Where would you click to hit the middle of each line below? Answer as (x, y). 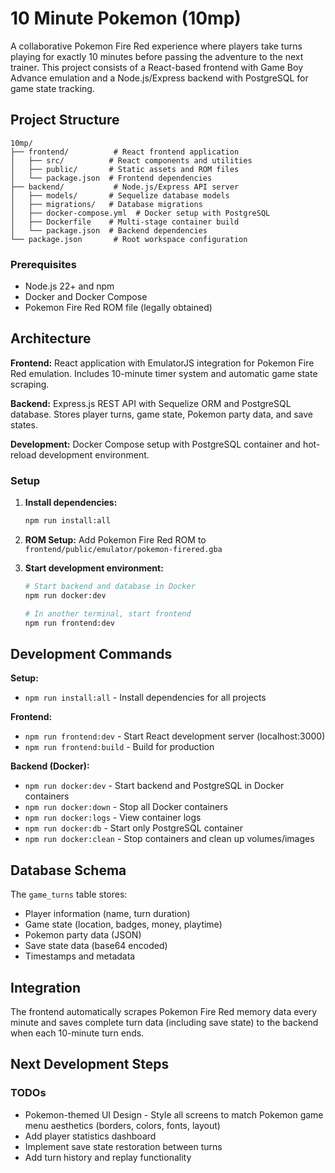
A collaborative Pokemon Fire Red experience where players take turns (156, 46)
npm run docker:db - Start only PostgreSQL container (133, 828)
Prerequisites (43, 264)
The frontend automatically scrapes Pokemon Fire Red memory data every (164, 1011)
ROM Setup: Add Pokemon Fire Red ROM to (115, 540)
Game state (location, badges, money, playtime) (123, 924)
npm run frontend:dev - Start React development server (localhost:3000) (175, 736)
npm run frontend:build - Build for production (119, 747)
